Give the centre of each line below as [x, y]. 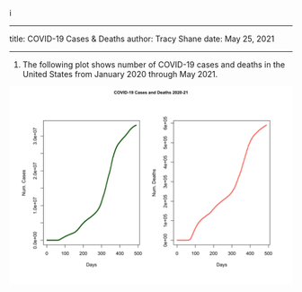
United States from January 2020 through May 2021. [120, 74]
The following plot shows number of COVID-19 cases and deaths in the [154, 65]
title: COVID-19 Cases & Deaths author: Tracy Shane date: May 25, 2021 [142, 39]
